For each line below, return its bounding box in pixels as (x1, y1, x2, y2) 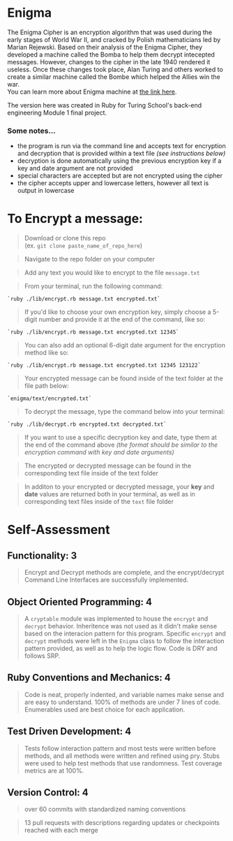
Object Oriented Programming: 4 (7, 596, 152, 608)
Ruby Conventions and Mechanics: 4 (7, 672, 171, 684)
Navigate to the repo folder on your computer (24, 255, 156, 264)
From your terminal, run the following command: (24, 282, 163, 291)
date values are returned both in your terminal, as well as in (24, 490, 195, 498)
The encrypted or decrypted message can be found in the (24, 461, 192, 470)
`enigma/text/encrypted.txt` (7, 395, 92, 403)
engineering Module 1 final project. (7, 108, 107, 117)
